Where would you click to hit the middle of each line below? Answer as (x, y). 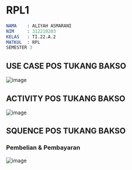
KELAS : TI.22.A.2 (31, 37)
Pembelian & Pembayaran (43, 148)
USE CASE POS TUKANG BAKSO (66, 66)
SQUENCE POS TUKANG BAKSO (66, 131)
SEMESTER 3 (19, 47)
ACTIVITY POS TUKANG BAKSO (66, 98)
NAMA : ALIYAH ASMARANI (39, 26)
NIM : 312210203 (31, 31)
